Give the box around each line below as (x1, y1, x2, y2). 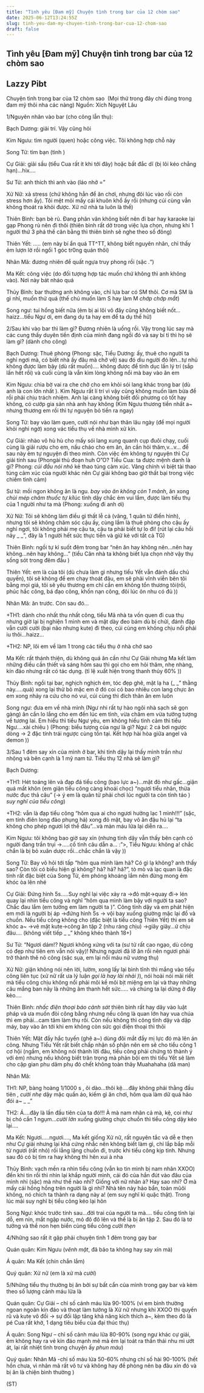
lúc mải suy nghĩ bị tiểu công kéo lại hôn (6, 1197, 107, 1205)
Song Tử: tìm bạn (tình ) (6, 149, 66, 156)
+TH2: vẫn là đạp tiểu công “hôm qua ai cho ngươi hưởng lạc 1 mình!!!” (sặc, (6, 810, 196, 817)
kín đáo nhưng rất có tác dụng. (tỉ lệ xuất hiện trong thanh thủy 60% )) (6, 668, 182, 675)
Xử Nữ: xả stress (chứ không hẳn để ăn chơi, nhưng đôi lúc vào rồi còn (6, 190, 183, 198)
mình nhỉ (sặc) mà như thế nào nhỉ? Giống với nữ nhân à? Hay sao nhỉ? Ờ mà (6, 1178, 197, 1186)
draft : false (6, 26, 39, 32)
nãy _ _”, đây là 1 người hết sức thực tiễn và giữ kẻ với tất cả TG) (6, 532, 165, 540)
